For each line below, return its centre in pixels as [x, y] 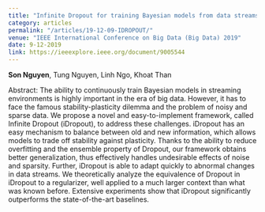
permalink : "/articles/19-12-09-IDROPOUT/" [81, 30]
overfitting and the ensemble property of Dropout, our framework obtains [127, 149]
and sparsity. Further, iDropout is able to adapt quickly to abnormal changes [131, 166]
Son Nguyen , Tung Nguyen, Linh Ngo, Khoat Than [90, 75]
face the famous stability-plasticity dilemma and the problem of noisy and [128, 107]
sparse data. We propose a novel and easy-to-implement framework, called [131, 115]
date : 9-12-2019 [35, 45]
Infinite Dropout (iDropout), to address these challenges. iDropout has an [127, 124]
